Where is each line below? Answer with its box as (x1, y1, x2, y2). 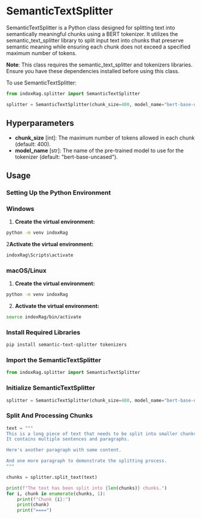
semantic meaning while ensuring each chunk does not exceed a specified (6, 43, 191, 50)
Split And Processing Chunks (6, 412, 93, 420)
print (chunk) (17, 502, 50, 508)
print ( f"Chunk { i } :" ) (17, 496, 71, 502)
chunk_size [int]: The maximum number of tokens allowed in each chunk (14, 134, 195, 141)
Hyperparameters (6, 118, 75, 128)
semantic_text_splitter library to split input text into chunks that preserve (6, 37, 184, 44)
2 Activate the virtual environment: (6, 240, 94, 248)
